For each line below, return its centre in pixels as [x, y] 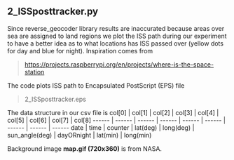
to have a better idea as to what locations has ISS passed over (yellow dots [116, 43]
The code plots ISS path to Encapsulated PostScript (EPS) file [96, 85]
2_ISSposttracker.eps [55, 99]
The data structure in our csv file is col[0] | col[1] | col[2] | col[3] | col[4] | [113, 112]
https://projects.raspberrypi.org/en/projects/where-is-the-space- [119, 64]
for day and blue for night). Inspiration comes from [80, 51]
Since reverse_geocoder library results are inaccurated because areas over [116, 28]
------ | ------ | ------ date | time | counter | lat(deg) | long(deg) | [101, 127]
